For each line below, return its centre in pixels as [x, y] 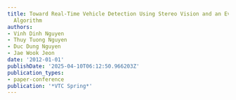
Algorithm [28, 20]
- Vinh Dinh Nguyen [36, 33]
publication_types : [36, 73]
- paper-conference [36, 79]
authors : [20, 27]
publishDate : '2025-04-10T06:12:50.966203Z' [73, 66]
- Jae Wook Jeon [31, 54]
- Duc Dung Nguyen [34, 46]
